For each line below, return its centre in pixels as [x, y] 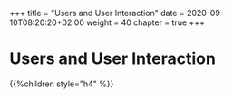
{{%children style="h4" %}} [62, 84]
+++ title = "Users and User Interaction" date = [97, 13]
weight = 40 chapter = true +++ [146, 22]
